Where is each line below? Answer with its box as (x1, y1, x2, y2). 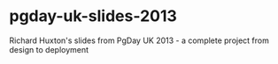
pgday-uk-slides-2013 (9, 6, 177, 26)
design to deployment (9, 44, 89, 54)
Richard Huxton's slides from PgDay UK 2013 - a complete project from (9, 35, 270, 46)
